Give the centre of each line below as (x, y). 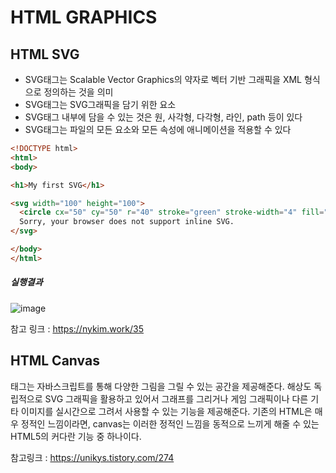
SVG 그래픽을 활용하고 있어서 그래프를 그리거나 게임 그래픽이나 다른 (176, 398)
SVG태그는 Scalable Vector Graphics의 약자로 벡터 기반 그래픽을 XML (163, 79)
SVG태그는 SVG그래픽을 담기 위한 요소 (100, 104)
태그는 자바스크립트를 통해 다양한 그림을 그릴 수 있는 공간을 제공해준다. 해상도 (161, 386)
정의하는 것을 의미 (78, 92)
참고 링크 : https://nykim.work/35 (77, 328)
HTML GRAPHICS (84, 17)
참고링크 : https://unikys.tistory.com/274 (92, 457)
